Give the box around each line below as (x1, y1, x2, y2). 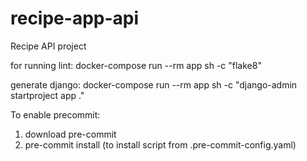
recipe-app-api (10, 7, 140, 30)
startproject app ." (10, 89, 85, 101)
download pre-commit (24, 128, 117, 140)
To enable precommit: (10, 108, 101, 121)
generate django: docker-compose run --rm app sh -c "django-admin (10, 78, 298, 91)
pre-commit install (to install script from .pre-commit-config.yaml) (24, 138, 297, 151)
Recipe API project (10, 40, 87, 52)
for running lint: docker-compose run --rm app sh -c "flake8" (10, 59, 262, 71)
